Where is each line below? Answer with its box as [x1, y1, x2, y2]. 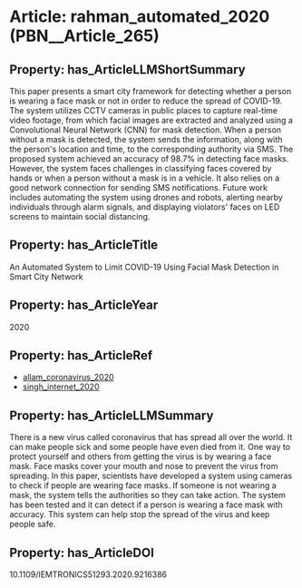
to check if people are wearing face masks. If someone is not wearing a [9, 480, 277, 491]
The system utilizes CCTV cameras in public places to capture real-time [9, 105, 278, 115]
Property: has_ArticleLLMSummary [9, 407, 214, 423]
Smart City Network [9, 270, 83, 282]
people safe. [9, 519, 56, 530]
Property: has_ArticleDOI [9, 544, 154, 560]
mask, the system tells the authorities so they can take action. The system [9, 490, 286, 501]
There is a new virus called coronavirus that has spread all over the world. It [9, 432, 293, 443]
